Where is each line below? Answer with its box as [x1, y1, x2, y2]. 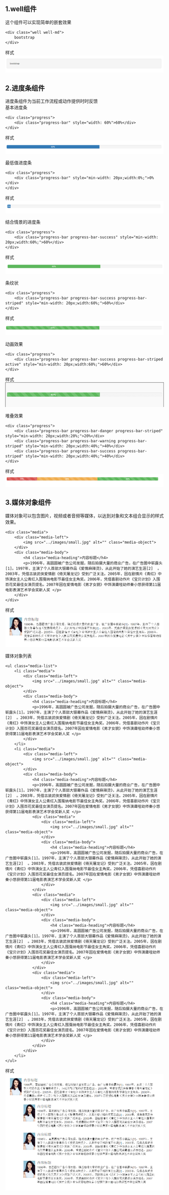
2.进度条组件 [5, 84, 45, 92]
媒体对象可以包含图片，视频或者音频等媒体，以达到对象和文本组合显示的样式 [5, 512, 164, 518]
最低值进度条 [5, 160, 32, 166]
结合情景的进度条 [5, 219, 41, 225]
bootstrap [14, 35, 35, 40]
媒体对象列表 [5, 653, 32, 659]
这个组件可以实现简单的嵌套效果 [5, 19, 71, 25]
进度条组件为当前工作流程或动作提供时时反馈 [5, 98, 98, 105]
